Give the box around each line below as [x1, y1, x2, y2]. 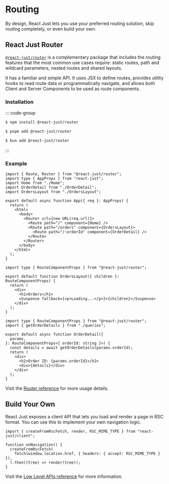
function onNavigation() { [5, 442, 63, 447]
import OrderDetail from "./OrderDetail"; [5, 185, 97, 190]
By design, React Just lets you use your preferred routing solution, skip [5, 20, 154, 26]
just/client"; [5, 433, 36, 438]
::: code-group [5, 110, 36, 116]
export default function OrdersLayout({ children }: [5, 274, 120, 279]
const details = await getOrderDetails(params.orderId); [10, 345, 133, 350]
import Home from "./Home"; [5, 180, 65, 185]
